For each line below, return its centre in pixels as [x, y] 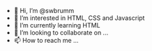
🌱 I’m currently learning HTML [57, 25]
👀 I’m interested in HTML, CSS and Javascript [79, 18]
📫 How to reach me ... [46, 40]
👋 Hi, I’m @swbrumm [44, 11]
